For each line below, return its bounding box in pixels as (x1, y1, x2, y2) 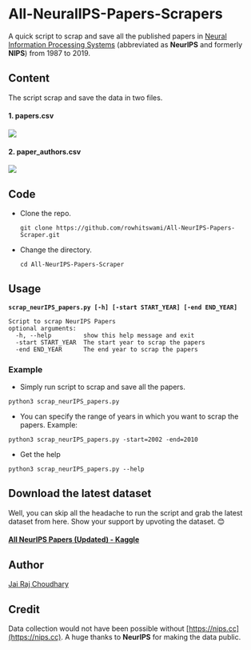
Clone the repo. (19, 208, 72, 218)
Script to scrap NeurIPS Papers (8, 317, 116, 325)
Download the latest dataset (8, 487, 152, 500)
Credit (8, 602, 40, 616)
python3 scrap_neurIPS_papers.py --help (8, 465, 145, 473)
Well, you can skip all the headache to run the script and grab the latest (8, 508, 243, 517)
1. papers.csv (8, 111, 54, 121)
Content (8, 71, 50, 85)
